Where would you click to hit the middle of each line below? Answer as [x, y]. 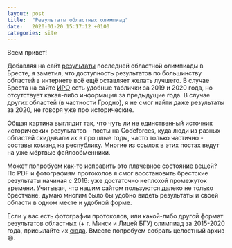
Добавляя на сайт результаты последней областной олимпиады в [105, 66]
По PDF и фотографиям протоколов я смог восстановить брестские [108, 173]
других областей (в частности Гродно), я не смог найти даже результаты [116, 103]
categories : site [32, 33]
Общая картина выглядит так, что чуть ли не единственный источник [110, 123]
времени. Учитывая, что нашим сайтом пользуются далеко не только [110, 188]
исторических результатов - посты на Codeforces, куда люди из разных [114, 131]
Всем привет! [27, 53]
